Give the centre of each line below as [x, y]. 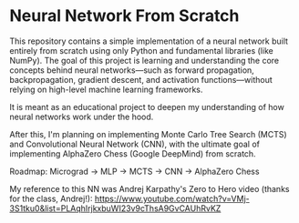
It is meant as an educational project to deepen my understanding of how [147, 106]
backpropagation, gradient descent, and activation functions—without [141, 79]
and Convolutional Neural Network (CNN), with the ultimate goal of [134, 144]
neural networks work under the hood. [82, 117]
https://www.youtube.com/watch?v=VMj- [172, 198]
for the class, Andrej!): [51, 198]
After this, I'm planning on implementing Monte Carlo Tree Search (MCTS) [148, 134]
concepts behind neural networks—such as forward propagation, [132, 70]
